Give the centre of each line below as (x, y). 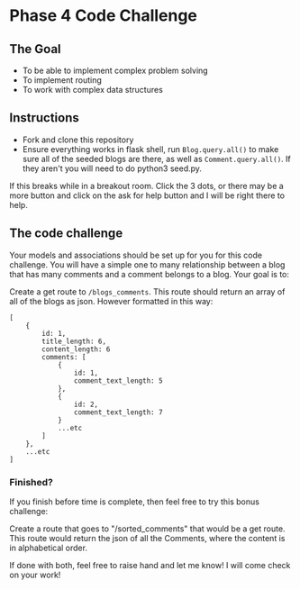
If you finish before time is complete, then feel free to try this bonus (134, 502)
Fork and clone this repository (78, 140)
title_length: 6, (74, 341)
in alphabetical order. (49, 548)
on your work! (35, 575)
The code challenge (66, 234)
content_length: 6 (76, 349)
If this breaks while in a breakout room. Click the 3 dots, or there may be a (146, 186)
